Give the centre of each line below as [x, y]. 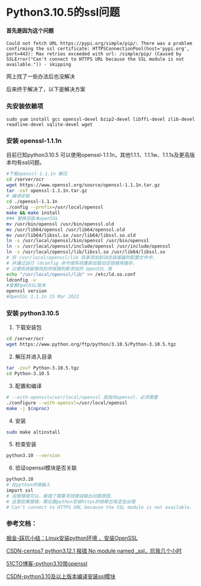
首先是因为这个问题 [30, 30]
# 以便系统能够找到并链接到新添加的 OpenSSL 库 [59, 269]
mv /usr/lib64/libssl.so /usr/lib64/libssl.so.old [71, 235]
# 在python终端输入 [28, 485]
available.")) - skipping [39, 65]
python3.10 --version [33, 456]
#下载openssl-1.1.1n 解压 [37, 174]
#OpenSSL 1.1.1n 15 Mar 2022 [43, 297]
